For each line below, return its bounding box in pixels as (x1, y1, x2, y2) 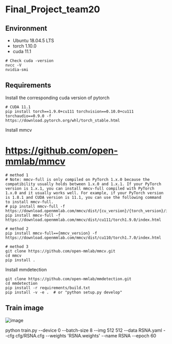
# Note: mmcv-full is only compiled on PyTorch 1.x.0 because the (5, 177, 150, 182)
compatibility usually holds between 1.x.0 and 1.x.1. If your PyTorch (5, 181, 161, 187)
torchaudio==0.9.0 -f (5, 113, 52, 119)
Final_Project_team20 (5, 4, 100, 15)
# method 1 (5, 172, 29, 177)
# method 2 (5, 226, 29, 231)
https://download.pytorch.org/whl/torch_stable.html (5, 118, 120, 123)
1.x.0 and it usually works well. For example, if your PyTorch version (5, 190, 164, 195)
